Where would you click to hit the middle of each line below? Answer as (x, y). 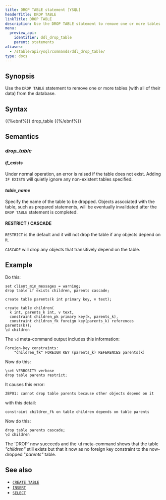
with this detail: (21, 402)
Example (19, 265)
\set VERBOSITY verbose (30, 371)
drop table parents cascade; (35, 430)
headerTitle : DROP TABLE (31, 14)
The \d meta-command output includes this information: (62, 339)
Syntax (16, 109)
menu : (11, 28)
